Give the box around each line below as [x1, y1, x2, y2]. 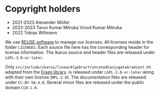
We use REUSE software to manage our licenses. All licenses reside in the [5, 39, 154, 45]
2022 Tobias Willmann [12, 30, 58, 35]
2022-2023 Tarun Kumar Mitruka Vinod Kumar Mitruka [12, 24, 122, 30]
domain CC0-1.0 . [5, 84, 38, 90]
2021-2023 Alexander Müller [12, 19, 70, 25]
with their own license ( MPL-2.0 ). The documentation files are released [5, 74, 146, 80]
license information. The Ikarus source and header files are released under [5, 49, 155, 55]
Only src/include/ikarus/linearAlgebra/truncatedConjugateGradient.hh [5, 64, 151, 70]
